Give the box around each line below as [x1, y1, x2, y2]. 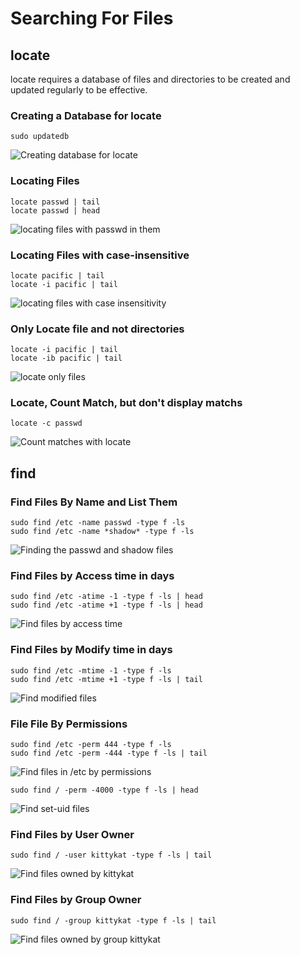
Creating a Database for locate [10, 108, 162, 122]
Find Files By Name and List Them [10, 495, 178, 509]
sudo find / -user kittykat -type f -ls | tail [10, 850, 213, 861]
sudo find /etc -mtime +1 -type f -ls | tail [10, 674, 203, 684]
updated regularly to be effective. [10, 84, 148, 96]
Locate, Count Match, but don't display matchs [10, 396, 243, 410]
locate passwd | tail [10, 197, 101, 207]
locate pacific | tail [10, 270, 105, 281]
